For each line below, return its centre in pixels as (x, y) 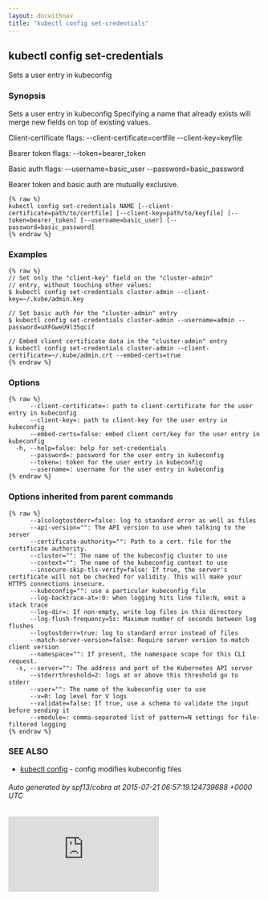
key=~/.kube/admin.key (46, 299)
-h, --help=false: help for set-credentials (91, 448)
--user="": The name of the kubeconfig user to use (118, 689)
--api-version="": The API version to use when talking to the (138, 527)
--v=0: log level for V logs (78, 696)
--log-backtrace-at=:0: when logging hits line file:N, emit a (138, 598)
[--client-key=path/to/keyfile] (170, 213)
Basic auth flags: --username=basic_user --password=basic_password (126, 169)
